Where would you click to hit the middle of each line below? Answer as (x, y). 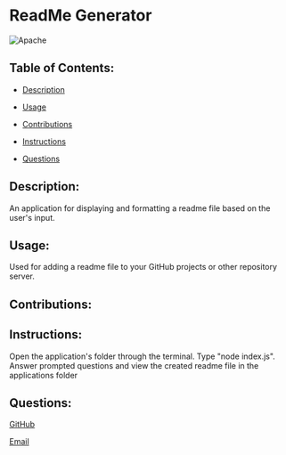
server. (22, 276)
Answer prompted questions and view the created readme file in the (134, 365)
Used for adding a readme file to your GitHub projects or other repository (143, 267)
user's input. (32, 217)
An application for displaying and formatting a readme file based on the (140, 208)
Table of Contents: (62, 68)
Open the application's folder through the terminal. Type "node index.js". (143, 356)
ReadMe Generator (81, 16)
